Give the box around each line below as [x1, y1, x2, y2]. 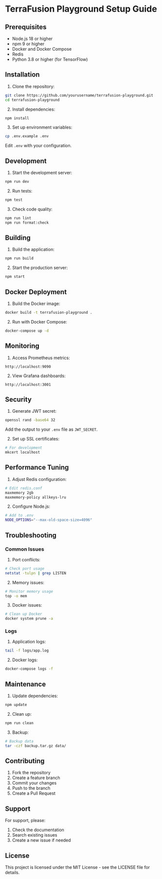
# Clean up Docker [5, 611, 42, 617]
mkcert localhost [5, 450, 40, 455]
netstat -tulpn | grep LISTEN [5, 571, 67, 575]
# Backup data [5, 739, 34, 744]
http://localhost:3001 [5, 382, 51, 387]
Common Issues [5, 546, 45, 553]
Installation [5, 71, 40, 79]
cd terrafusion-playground [5, 97, 60, 102]
